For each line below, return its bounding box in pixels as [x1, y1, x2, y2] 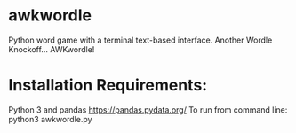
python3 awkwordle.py [8, 113, 92, 124]
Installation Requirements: [8, 75, 208, 96]
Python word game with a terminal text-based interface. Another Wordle [8, 35, 273, 45]
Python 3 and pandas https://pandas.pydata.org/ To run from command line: [8, 104, 288, 115]
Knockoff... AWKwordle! [8, 43, 95, 54]
